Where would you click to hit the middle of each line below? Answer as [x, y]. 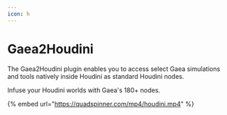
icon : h [19, 14]
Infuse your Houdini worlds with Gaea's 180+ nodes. [84, 90]
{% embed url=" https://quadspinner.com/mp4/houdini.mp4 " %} [101, 104]
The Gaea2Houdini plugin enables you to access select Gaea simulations [114, 69]
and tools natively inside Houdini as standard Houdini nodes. [96, 76]
